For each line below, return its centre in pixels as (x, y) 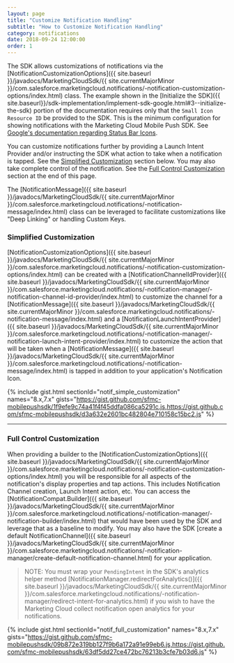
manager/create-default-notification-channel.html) (80, 558)
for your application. (183, 558)
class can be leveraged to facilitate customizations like (148, 211)
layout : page (26, 14)
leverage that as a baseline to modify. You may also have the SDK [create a (115, 528)
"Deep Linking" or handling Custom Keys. (67, 219)
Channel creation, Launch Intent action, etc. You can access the (99, 491)
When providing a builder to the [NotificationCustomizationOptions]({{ (108, 454)
